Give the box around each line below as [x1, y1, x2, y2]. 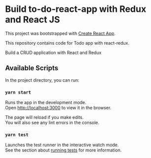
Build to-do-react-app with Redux [5, 3, 147, 15]
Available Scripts [5, 64, 58, 72]
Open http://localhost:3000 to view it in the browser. [5, 105, 112, 111]
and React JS [5, 14, 60, 25]
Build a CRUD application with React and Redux [5, 50, 102, 55]
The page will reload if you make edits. [5, 114, 84, 120]
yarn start [5, 89, 31, 95]
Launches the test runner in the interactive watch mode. [5, 142, 119, 148]
